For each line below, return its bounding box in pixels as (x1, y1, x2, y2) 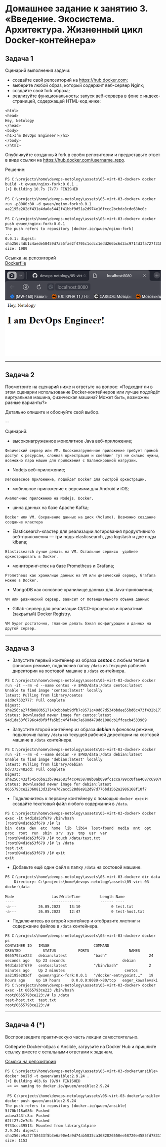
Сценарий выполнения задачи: (5, 67, 71, 73)
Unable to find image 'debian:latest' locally (5, 757, 103, 762)
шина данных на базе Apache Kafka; (12, 505, 89, 511)
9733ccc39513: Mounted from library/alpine (5, 1123, 96, 1128)
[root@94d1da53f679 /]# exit (5, 851, 65, 856)
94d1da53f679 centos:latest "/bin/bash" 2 (5, 963, 152, 968)
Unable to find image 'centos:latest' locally (5, 688, 103, 693)
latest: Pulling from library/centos (5, 693, 83, 698)
